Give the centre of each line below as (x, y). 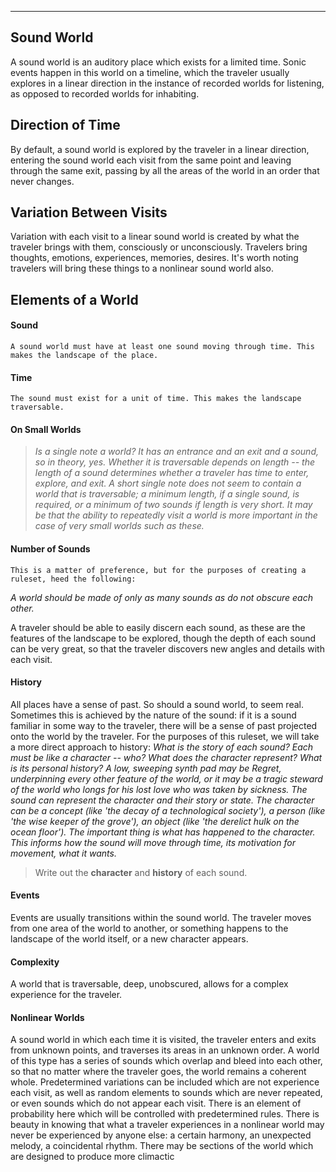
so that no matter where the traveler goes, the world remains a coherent (158, 1072)
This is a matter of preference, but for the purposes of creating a (158, 570)
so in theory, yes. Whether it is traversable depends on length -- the (174, 462)
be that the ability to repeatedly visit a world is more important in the (176, 515)
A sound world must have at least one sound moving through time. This (162, 347)
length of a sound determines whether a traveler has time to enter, (172, 473)
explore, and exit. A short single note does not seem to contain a (168, 483)
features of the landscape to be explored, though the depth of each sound (163, 638)
